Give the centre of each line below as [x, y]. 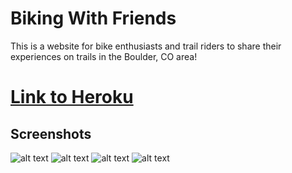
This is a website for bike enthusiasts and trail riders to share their [146, 46]
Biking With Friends [93, 18]
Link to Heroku [72, 97]
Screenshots [51, 133]
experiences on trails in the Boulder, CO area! [104, 56]
